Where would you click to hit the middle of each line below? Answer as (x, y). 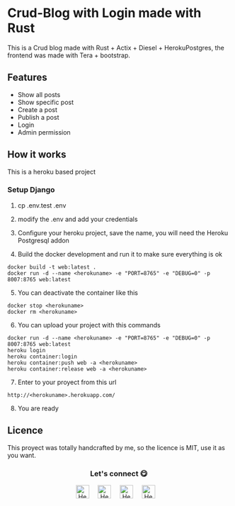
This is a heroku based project (52, 172)
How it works (37, 155)
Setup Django (31, 190)
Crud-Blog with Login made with (104, 13)
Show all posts (39, 94)
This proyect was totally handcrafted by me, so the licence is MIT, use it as (116, 447)
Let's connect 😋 (119, 473)
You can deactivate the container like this (78, 293)
